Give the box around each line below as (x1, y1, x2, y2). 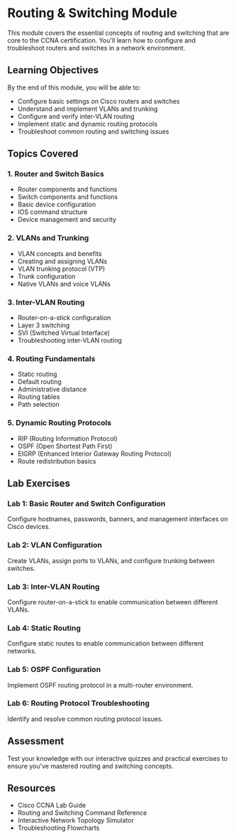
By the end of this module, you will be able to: (7, 83, 141, 92)
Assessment (7, 735, 64, 747)
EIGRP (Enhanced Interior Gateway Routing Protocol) (17, 449, 172, 458)
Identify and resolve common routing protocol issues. (7, 715, 164, 723)
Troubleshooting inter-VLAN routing (17, 336, 123, 345)
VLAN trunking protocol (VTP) (17, 264, 106, 273)
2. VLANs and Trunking (7, 233, 89, 243)
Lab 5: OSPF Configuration (7, 665, 101, 675)
